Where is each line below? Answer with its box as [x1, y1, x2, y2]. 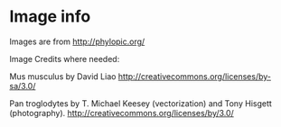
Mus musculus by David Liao [9, 70, 117, 82]
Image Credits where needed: [9, 53, 120, 64]
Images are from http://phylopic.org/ [9, 36, 145, 47]
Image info [9, 6, 91, 27]
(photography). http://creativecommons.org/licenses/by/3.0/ [9, 107, 235, 118]
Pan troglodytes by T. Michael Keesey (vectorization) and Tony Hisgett [9, 97, 273, 109]
